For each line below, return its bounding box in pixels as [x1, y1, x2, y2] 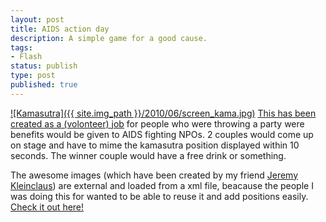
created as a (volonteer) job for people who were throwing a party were [10, 117, 305, 130]
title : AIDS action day [10, 24, 110, 34]
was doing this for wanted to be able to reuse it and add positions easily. [10, 190, 309, 202]
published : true [10, 80, 78, 90]
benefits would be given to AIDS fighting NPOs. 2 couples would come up [10, 128, 314, 140]
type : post [10, 71, 56, 81]
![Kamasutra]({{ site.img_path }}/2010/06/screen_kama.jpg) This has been [10, 107, 317, 119]
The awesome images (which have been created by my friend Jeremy [10, 169, 299, 181]
